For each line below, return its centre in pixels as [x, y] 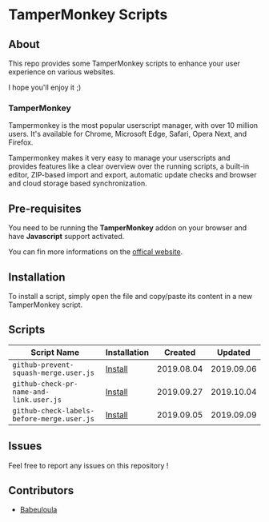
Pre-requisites [45, 208]
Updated [233, 352]
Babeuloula [38, 510]
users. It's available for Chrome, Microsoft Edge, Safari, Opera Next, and [127, 134]
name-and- [31, 392]
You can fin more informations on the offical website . [96, 252]
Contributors [41, 490]
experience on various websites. [62, 72]
